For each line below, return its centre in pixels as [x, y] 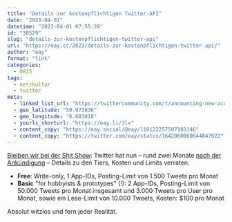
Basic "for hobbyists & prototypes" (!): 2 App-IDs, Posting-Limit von [114, 183]
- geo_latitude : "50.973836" [55, 110]
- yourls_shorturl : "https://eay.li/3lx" [74, 123]
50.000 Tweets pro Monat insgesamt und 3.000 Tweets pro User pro [115, 191]
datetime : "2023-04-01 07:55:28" [55, 26]
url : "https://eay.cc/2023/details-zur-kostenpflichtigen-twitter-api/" [114, 46]
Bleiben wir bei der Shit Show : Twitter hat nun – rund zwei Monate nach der [114, 156]
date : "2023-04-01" [35, 20]
